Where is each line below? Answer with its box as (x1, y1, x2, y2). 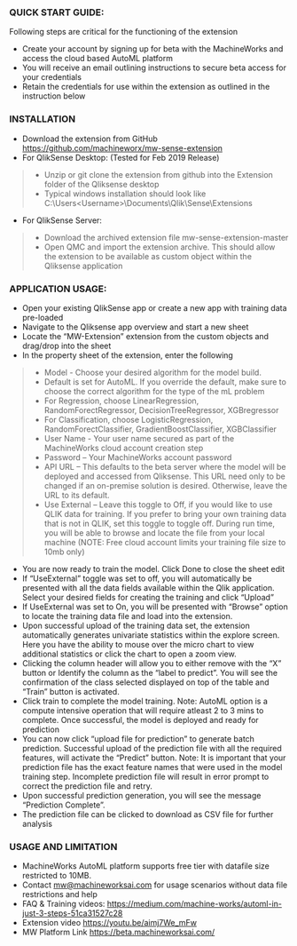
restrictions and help (21, 889, 98, 900)
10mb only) (43, 546, 85, 557)
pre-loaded (21, 312, 64, 322)
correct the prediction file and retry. (21, 780, 152, 791)
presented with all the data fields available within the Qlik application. (21, 582, 275, 592)
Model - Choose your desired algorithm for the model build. (43, 367, 262, 378)
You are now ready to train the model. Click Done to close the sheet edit (21, 563, 285, 574)
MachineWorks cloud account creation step (43, 442, 204, 453)
